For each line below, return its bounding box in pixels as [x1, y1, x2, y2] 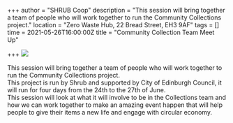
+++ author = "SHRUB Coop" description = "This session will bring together [7, 6, 225, 14]
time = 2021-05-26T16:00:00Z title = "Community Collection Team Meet [7, 28, 215, 36]
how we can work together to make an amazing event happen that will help [7, 101, 223, 109]
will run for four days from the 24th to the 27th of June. [7, 86, 166, 94]
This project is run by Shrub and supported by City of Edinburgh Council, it [7, 78, 222, 87]
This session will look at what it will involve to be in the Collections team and [7, 94, 227, 101]
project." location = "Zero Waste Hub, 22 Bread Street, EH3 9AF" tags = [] [7, 21, 220, 29]
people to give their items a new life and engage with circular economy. [7, 108, 213, 116]
